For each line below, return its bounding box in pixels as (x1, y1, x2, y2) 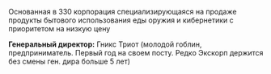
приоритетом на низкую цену (8, 24, 111, 33)
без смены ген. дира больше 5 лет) (8, 56, 131, 66)
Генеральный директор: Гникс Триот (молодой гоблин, (8, 39, 202, 49)
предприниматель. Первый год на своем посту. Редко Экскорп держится (8, 48, 264, 57)
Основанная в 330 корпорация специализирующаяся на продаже (8, 7, 237, 16)
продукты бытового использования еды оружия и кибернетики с (8, 15, 234, 25)
